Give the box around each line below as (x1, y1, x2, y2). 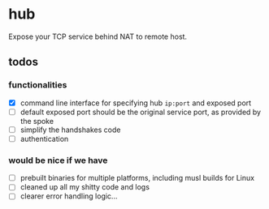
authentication (20, 134, 69, 143)
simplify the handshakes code (20, 125, 121, 134)
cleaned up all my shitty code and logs (20, 182, 150, 192)
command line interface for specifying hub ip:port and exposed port (20, 98, 252, 108)
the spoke (20, 116, 54, 126)
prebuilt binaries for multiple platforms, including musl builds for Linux (20, 173, 254, 183)
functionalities (8, 79, 67, 91)
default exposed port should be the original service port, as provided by (20, 107, 262, 117)
